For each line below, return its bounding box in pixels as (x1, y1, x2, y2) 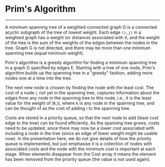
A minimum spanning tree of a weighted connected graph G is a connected (5, 24, 157, 30)
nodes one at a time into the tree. (5, 75, 72, 81)
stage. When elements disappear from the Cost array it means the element (5, 151, 156, 157)
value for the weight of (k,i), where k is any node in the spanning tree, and (5, 100, 155, 106)
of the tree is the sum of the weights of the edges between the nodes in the (5, 40, 158, 45)
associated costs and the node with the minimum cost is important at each (5, 146, 156, 152)
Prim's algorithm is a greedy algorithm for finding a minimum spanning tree (5, 60, 157, 65)
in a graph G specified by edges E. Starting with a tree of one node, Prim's (5, 64, 156, 70)
